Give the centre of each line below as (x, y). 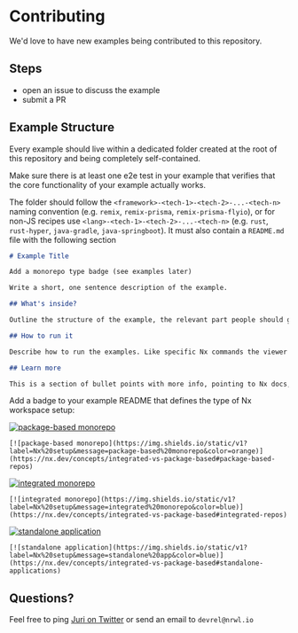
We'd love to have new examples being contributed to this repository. (136, 41)
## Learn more (35, 368)
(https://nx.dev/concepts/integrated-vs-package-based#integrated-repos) (149, 515)
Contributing (57, 16)
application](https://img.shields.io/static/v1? (157, 548)
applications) (35, 571)
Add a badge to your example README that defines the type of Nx (130, 401)
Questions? (42, 598)
